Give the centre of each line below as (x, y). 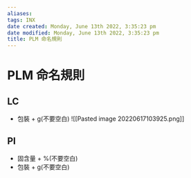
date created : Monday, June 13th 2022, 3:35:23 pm (82, 26)
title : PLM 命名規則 (35, 39)
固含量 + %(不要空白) (47, 158)
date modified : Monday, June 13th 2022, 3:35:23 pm (83, 33)
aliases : (20, 13)
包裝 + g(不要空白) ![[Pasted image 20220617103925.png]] (101, 119)
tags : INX (21, 20)
